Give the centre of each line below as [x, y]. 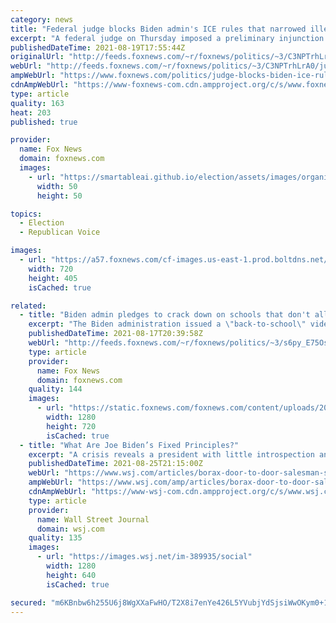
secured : [28, 602]
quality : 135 [55, 538]
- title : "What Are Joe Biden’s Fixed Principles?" [129, 445]
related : [28, 306]
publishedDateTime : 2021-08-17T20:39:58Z [115, 334]
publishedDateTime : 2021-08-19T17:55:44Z [98, 47]
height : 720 [71, 426]
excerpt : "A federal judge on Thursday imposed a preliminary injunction [167, 38]
